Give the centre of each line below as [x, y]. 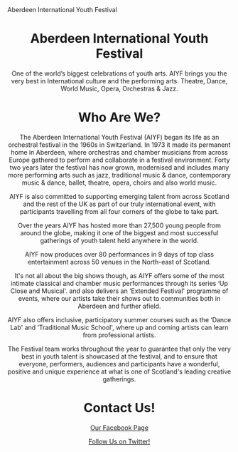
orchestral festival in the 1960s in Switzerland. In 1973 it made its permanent [119, 145]
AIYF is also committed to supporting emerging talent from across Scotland [119, 196]
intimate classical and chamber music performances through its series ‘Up [119, 283]
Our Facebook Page [119, 427]
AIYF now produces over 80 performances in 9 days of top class [119, 254]
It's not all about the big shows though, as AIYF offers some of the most [119, 275]
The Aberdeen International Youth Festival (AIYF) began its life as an [119, 137]
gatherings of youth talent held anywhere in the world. [119, 240]
